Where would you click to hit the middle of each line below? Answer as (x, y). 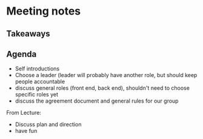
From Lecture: (24, 113)
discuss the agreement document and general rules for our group (97, 101)
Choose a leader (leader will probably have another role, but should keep (106, 75)
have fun (26, 131)
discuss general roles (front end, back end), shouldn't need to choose (102, 88)
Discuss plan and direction (48, 124)
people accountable (40, 82)
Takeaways (28, 34)
